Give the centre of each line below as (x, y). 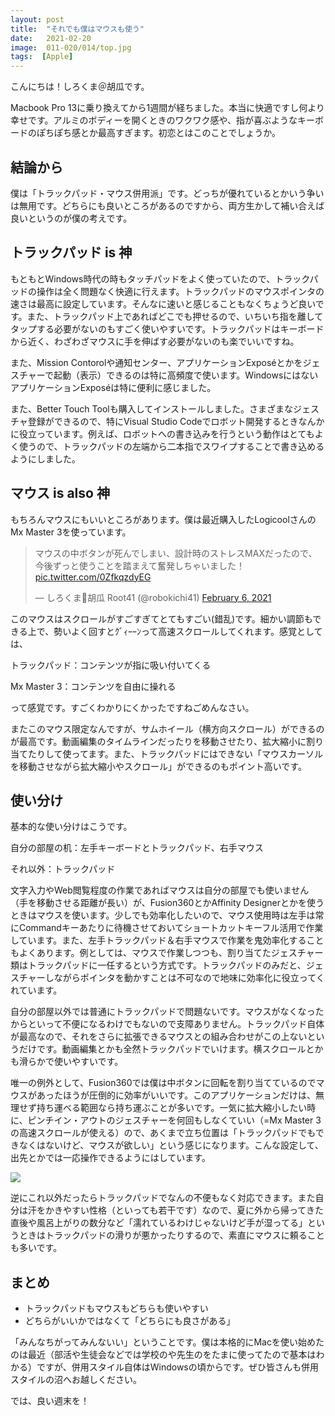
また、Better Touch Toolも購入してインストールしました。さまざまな (151, 408)
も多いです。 (36, 1248)
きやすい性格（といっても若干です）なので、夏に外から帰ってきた (188, 1210)
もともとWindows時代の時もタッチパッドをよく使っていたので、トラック (160, 278)
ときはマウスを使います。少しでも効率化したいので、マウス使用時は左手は (163, 915)
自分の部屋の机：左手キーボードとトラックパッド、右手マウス (137, 848)
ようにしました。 (45, 458)
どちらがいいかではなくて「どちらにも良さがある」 (130, 1321)
